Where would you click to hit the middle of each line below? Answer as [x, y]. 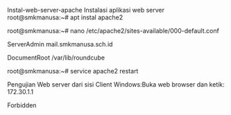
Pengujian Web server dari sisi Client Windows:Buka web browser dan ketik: [116, 85]
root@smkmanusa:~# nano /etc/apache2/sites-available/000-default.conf [113, 31]
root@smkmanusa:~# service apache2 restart [73, 71]
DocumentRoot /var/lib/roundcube [56, 57]
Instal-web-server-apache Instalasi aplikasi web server [86, 10]
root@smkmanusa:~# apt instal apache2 [65, 17]
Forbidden [22, 105]
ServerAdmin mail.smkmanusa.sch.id [60, 44]
